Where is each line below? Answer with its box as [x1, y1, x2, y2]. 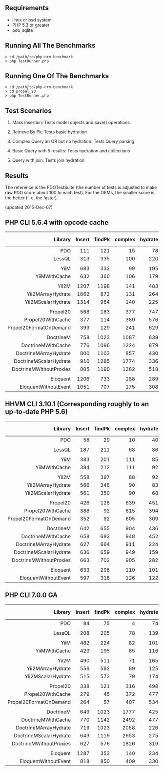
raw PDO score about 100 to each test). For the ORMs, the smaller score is [5, 190, 155, 196]
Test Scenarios [5, 106, 52, 115]
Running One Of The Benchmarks [5, 72, 109, 80]
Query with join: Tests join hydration [12, 157, 84, 163]
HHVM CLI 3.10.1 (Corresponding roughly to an [5, 400, 149, 408]
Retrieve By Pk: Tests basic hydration [12, 129, 87, 135]
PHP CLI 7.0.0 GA [5, 591, 58, 600]
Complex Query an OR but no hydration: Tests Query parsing [12, 139, 135, 145]
